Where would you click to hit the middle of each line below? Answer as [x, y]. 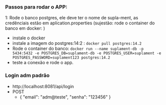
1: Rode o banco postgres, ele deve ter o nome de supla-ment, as [72, 18]
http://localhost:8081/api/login [43, 86]
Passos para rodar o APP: [36, 7]
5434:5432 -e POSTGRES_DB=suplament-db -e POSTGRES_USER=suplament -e [87, 53]
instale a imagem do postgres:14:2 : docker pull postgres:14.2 [77, 43]
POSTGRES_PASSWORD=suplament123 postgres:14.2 [61, 58]
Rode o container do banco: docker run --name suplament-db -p [78, 49]
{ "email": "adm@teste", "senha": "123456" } [65, 97]
